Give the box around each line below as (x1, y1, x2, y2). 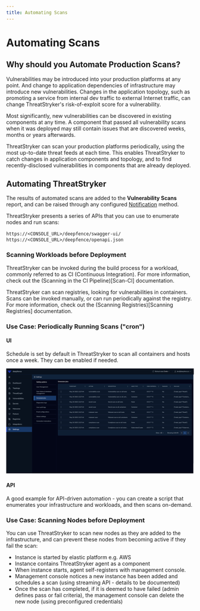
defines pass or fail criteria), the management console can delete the (14, 591, 185, 599)
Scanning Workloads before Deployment (6, 250, 127, 259)
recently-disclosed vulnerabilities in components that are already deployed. (6, 161, 191, 169)
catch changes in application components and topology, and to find (6, 155, 172, 162)
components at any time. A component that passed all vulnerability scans (6, 118, 186, 126)
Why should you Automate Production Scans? (6, 59, 181, 70)
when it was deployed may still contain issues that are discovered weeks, (6, 125, 186, 132)
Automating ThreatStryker (6, 179, 107, 189)
